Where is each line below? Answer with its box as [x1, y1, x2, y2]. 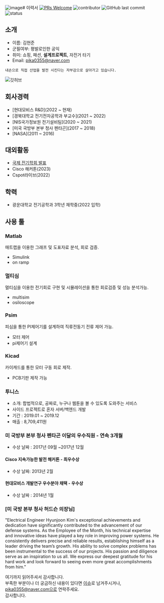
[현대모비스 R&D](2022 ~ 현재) [12, 106, 72, 112]
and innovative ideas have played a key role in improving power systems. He [5, 533, 159, 539]
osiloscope [12, 300, 35, 305]
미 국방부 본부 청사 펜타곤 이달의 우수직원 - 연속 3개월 [5, 432, 123, 439]
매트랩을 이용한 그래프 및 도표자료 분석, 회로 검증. [5, 244, 99, 250]
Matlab [5, 232, 23, 239]
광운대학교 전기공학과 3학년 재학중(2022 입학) [12, 202, 101, 208]
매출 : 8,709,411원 [12, 419, 47, 425]
